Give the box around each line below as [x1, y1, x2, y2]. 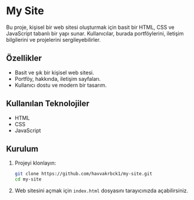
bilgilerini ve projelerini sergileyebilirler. [6, 36, 101, 43]
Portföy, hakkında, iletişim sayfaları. [14, 75, 101, 82]
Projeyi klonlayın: [14, 159, 56, 166]
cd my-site [14, 176, 42, 182]
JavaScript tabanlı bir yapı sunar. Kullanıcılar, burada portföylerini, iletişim [6, 29, 184, 37]
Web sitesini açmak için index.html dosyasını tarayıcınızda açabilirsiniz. [14, 187, 189, 194]
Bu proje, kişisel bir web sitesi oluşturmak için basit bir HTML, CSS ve [6, 24, 175, 31]
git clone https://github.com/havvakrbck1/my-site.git [14, 171, 153, 177]
